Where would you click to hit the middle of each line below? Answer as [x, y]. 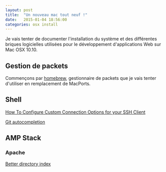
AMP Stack [23, 138]
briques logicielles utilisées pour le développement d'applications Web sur [83, 45]
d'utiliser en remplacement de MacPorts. [48, 84]
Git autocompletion [25, 122]
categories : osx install [32, 24]
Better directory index [28, 164]
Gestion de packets [37, 66]
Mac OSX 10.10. [21, 50]
